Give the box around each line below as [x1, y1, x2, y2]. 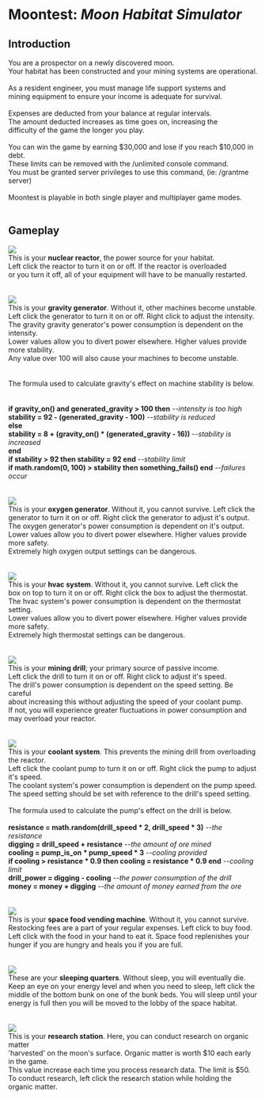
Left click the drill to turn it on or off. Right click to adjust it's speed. [8, 671, 227, 681]
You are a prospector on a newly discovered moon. [8, 58, 175, 67]
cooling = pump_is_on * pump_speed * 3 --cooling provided [8, 847, 207, 857]
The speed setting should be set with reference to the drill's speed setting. [8, 789, 252, 798]
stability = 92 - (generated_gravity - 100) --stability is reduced [8, 412, 216, 421]
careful [8, 688, 32, 698]
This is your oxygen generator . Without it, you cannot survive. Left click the [8, 504, 256, 514]
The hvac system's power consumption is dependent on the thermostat [8, 596, 241, 606]
